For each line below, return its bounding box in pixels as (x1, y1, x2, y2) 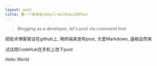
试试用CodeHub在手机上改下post (5, 46, 73, 52)
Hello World (5, 56, 29, 62)
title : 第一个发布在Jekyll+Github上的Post (5, 12, 88, 17)
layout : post (5, 7, 32, 12)
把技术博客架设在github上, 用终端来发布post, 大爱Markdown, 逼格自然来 (5, 36, 153, 42)
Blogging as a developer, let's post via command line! (17, 25, 127, 31)
